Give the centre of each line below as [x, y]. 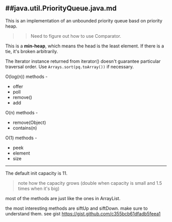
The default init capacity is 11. [36, 173]
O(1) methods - [21, 138]
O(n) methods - [22, 112]
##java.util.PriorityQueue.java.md [61, 8]
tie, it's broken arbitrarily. [31, 51]
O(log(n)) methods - [26, 77]
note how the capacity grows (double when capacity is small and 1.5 [90, 183]
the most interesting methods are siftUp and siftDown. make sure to [77, 208]
